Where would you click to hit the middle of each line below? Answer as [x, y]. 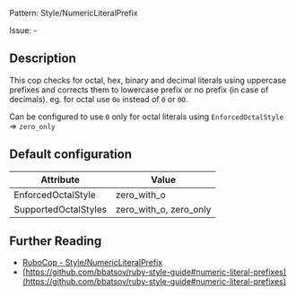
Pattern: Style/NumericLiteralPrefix [74, 13]
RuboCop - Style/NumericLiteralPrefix [92, 263]
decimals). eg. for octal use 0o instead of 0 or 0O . [99, 99]
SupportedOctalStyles [61, 209]
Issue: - [23, 30]
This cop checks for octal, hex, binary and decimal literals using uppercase [148, 80]
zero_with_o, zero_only [163, 209]
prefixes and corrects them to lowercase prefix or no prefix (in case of [139, 90]
